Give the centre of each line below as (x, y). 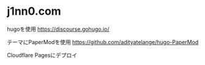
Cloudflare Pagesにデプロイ (42, 55)
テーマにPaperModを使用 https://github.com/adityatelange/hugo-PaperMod (103, 42)
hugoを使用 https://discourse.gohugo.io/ (58, 29)
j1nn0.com (34, 11)
